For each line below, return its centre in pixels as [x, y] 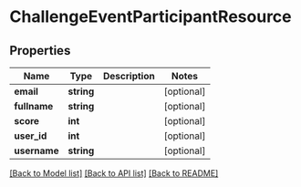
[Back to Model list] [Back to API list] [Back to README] [114, 173]
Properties [40, 51]
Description [129, 76]
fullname [34, 106]
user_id [31, 136]
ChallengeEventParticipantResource [150, 17]
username [36, 151]
